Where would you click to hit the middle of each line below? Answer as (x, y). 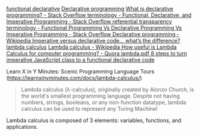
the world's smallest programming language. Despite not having (100, 96)
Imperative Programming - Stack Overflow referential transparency (89, 21)
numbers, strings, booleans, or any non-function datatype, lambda (104, 102)
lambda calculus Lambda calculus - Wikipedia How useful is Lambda (92, 47)
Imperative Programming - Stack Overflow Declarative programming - (93, 34)
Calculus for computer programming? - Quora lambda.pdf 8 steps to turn (97, 53)
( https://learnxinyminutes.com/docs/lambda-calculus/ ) (74, 78)
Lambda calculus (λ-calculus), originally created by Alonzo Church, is (108, 89)
